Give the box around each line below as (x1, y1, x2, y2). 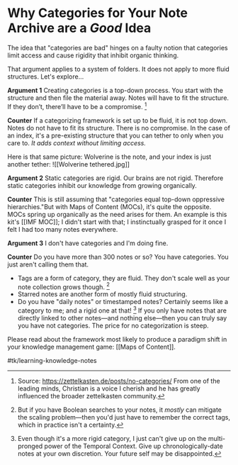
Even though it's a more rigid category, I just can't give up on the (17, 434, 207, 442)
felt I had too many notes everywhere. (7, 225, 118, 233)
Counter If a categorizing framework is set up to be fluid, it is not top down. (7, 116, 228, 125)
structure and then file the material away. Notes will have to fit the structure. (7, 94, 229, 102)
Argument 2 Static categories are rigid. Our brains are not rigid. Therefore (7, 174, 224, 182)
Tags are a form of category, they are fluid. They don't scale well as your (17, 274, 230, 282)
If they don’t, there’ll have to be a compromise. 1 (7, 101, 147, 111)
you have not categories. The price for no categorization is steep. (17, 321, 209, 330)
